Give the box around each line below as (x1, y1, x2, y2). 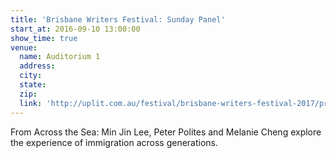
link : (19, 98, 43, 108)
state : (19, 80, 47, 90)
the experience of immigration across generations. (10, 136, 219, 148)
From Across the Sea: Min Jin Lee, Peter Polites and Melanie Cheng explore (10, 126, 322, 138)
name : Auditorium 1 (19, 52, 101, 62)
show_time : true (10, 33, 78, 43)
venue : (10, 42, 38, 53)
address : (19, 61, 56, 71)
